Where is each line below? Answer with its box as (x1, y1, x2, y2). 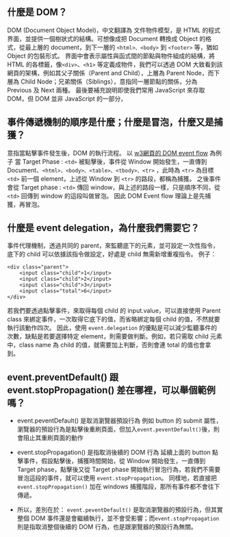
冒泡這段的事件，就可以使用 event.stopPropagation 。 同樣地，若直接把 (16, 474, 218, 482)
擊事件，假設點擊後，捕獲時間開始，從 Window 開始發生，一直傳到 (16, 457, 206, 465)
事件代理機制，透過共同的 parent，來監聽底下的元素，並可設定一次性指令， (7, 242, 219, 250)
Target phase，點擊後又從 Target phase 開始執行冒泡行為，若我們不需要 (16, 465, 221, 474)
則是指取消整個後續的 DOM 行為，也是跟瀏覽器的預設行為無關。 (16, 523, 197, 531)
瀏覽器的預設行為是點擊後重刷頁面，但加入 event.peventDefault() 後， (16, 425, 214, 434)
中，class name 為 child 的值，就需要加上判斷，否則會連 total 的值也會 (7, 341, 205, 349)
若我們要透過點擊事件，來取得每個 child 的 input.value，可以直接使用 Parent (7, 307, 221, 315)
